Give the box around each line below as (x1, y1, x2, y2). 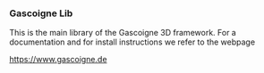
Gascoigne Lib (9, 7, 73, 20)
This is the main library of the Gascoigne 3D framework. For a (9, 28, 237, 38)
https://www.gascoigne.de (9, 54, 107, 65)
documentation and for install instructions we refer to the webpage (9, 36, 256, 47)
